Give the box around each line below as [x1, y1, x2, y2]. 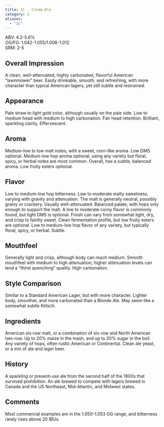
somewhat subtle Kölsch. [5, 303, 56, 309]
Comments [5, 398, 40, 406]
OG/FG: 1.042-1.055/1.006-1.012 [5, 40, 70, 46]
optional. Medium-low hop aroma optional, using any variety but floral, [5, 153, 147, 159]
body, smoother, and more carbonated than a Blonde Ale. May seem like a [5, 298, 154, 304]
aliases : [5, 16, 23, 21]
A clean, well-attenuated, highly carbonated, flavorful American [5, 72, 133, 78]
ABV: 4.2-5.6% [5, 34, 35, 40]
